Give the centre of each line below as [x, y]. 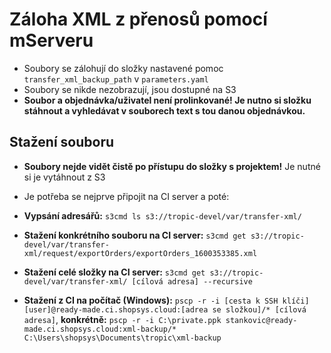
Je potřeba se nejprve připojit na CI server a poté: [126, 196]
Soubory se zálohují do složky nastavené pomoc [123, 68]
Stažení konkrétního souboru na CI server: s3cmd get [135, 235]
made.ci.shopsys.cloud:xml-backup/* [100, 329]
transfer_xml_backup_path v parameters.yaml [116, 79]
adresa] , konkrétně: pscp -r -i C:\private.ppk [122, 319]
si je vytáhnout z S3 [64, 177]
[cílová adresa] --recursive [192, 281]
